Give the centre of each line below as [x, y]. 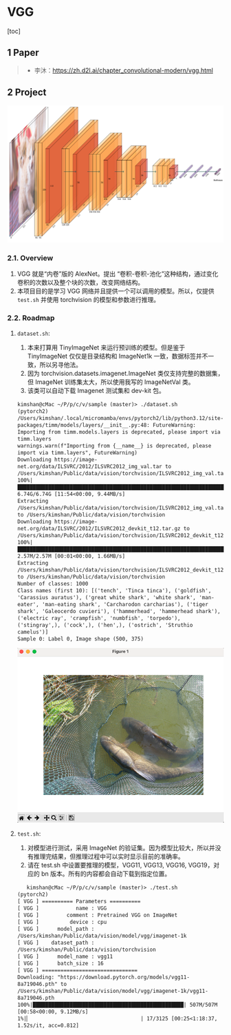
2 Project [27, 93]
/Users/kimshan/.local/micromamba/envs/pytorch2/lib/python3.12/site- [120, 418]
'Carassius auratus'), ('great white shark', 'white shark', [107, 597]
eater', [28, 604]
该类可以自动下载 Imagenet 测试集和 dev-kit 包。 [96, 390]
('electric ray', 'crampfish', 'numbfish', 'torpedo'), [99, 618]
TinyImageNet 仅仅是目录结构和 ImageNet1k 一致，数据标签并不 [118, 356]
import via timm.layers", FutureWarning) [77, 452]
